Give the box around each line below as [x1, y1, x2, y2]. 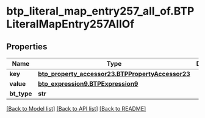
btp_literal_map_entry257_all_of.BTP [6, 4, 195, 18]
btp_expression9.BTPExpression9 [38, 80, 138, 88]
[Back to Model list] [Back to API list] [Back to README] [6, 105, 146, 112]
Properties [6, 41, 48, 52]
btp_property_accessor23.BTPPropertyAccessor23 [38, 70, 190, 78]
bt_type [9, 89, 32, 98]
